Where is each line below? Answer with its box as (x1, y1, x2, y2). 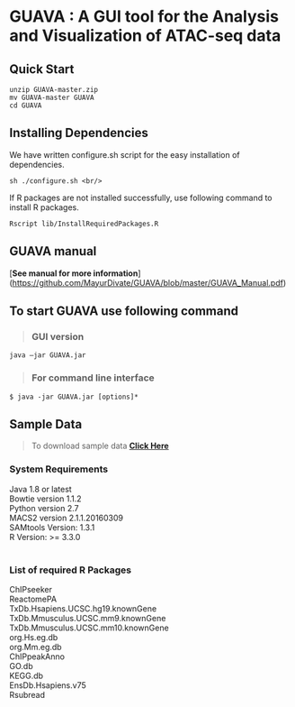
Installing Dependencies (9, 125, 148, 141)
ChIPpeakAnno (9, 651, 66, 662)
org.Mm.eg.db (9, 642, 62, 653)
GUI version (31, 330, 85, 343)
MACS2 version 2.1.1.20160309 (9, 512, 124, 523)
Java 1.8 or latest (9, 483, 72, 494)
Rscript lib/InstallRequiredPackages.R (9, 219, 159, 228)
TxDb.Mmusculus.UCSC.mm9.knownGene (9, 613, 166, 624)
